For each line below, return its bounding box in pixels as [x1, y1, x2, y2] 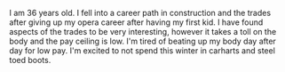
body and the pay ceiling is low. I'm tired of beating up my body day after [9, 36, 277, 46]
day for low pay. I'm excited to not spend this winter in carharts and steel [9, 45, 275, 56]
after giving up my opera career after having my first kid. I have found [9, 17, 264, 28]
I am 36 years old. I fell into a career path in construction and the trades [9, 8, 272, 18]
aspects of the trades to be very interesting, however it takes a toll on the [9, 27, 277, 36]
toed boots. [9, 55, 51, 65]
